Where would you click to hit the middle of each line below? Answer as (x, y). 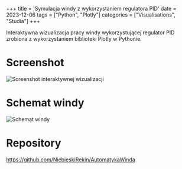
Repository (34, 143)
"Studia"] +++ (23, 21)
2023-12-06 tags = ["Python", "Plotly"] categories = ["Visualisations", (91, 15)
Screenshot (35, 63)
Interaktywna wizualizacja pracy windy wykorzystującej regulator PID (90, 32)
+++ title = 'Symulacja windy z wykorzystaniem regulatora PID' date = (91, 9)
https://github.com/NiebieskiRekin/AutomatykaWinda (71, 160)
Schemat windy (45, 103)
